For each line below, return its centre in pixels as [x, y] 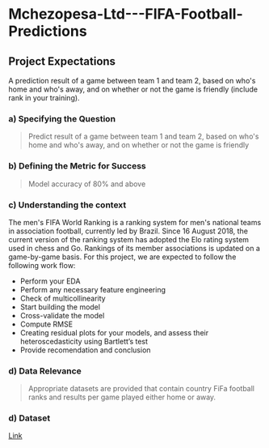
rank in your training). [44, 98]
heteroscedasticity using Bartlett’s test [84, 341]
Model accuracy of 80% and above [87, 184]
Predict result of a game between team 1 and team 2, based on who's [143, 137]
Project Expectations [62, 61]
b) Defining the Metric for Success [78, 166]
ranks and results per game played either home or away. [122, 397]
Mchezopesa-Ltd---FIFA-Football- [126, 14]
